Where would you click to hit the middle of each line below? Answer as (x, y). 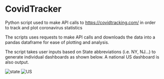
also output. (17, 62)
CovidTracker (33, 9)
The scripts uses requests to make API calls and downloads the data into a (80, 37)
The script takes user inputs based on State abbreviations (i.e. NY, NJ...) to (80, 52)
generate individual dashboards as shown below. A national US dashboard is (82, 57)
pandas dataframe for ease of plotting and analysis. (57, 42)
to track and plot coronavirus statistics (44, 27)
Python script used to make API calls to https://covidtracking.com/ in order (80, 22)
